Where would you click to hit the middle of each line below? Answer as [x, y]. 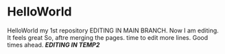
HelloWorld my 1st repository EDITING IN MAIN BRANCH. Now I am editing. [113, 30]
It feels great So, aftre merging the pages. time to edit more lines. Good [108, 37]
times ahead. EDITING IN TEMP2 [54, 45]
